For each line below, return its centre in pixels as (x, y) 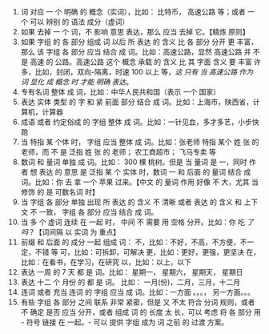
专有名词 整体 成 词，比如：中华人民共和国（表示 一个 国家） (120, 92)
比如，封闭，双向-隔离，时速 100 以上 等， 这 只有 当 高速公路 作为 (144, 72)
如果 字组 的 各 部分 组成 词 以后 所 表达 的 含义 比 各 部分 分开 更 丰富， (139, 42)
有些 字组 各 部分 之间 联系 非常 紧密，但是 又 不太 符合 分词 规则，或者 (138, 302)
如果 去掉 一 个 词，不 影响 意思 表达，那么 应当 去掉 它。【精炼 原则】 (135, 32)
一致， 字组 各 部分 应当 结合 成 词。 (98, 212)
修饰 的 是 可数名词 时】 (60, 192)
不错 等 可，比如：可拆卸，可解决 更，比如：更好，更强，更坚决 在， (148, 252)
